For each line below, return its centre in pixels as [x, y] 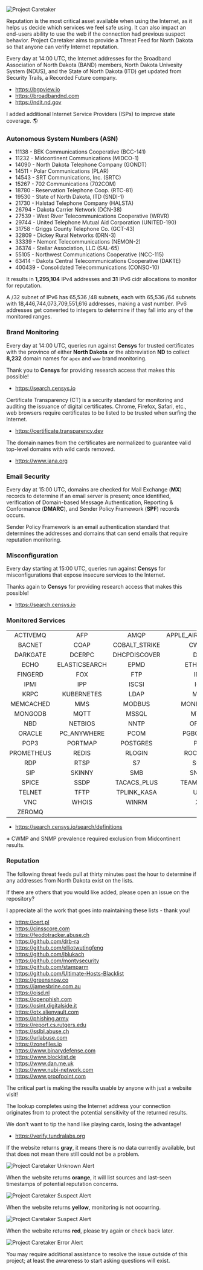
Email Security [28, 476]
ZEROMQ [30, 812]
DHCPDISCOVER [137, 655]
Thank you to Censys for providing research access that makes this [91, 370]
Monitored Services [36, 621]
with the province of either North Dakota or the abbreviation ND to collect [98, 352]
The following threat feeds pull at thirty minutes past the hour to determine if [101, 874]
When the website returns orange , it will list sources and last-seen [89, 1177]
